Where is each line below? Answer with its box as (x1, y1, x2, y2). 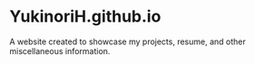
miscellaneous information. (9, 45, 111, 56)
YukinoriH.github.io (9, 6, 162, 27)
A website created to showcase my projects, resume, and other (9, 36, 247, 47)
